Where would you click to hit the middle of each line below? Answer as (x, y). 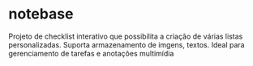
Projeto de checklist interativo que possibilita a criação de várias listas (126, 36)
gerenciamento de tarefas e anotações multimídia (91, 53)
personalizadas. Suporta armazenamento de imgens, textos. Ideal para (126, 44)
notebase (41, 14)
